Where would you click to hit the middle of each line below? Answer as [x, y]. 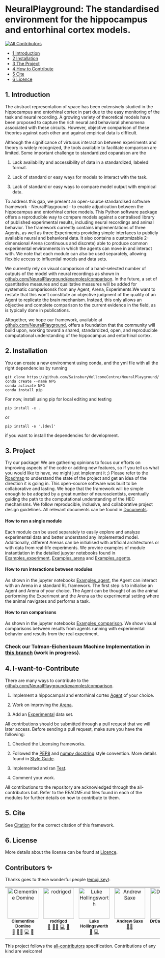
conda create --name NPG [30, 381]
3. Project [20, 450]
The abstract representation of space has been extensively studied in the [79, 106]
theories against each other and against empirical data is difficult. [71, 133]
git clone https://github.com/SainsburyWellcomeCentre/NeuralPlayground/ [82, 377]
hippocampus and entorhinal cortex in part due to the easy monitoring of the [82, 112]
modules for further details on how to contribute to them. [63, 798]
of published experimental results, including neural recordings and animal [79, 222]
